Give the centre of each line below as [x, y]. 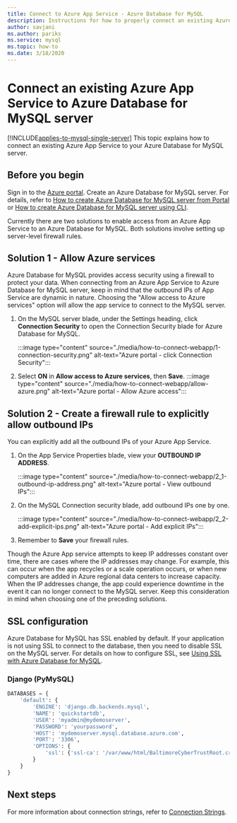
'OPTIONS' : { [52, 747]
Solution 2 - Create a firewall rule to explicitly [108, 413]
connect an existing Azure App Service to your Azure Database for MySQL [116, 145]
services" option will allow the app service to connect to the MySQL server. [117, 305]
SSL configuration [48, 621]
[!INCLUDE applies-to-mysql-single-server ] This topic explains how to [108, 138]
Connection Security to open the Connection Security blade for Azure [120, 327]
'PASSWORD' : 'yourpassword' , [75, 726]
